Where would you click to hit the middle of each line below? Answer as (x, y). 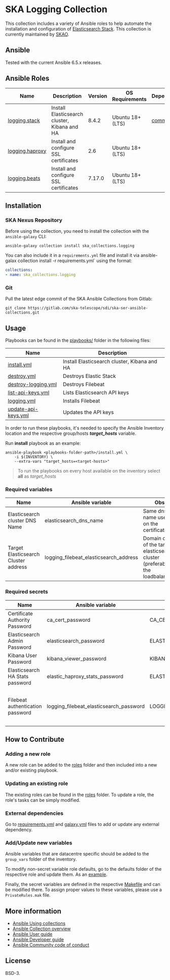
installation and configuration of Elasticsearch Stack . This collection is (78, 28)
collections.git (22, 313)
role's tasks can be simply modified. (43, 800)
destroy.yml (22, 376)
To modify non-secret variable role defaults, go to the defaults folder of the (83, 869)
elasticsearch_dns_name (74, 521)
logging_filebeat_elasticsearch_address (91, 557)
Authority (19, 620)
